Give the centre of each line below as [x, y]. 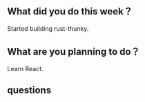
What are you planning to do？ [74, 52]
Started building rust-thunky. [48, 28]
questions [29, 90]
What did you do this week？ [70, 12]
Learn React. [25, 68]
